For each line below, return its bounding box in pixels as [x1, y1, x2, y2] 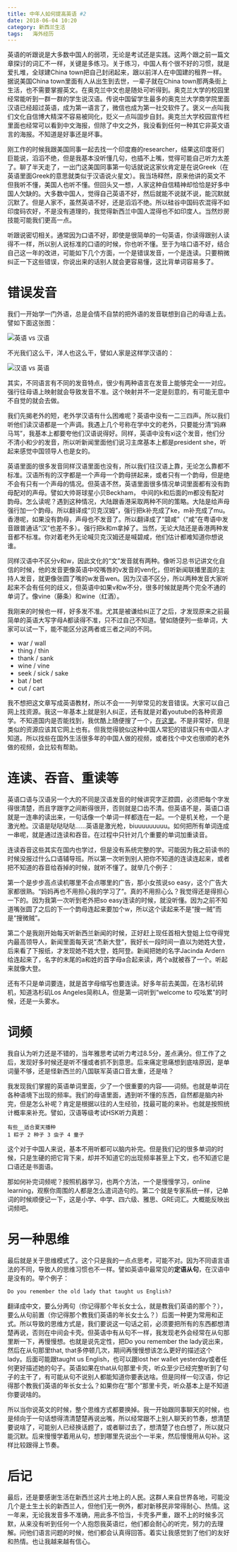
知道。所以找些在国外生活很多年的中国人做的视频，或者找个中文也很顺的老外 [7, 734, 230, 743]
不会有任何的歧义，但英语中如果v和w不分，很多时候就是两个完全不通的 [19, 583, 226, 592]
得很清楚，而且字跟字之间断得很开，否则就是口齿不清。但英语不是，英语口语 [7, 804, 230, 813]
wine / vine [17, 661, 50, 670]
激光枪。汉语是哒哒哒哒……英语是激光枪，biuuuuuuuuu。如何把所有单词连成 [7, 822, 229, 831]
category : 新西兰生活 [7, 23, 66, 30]
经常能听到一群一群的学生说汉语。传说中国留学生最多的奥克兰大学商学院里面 [7, 95, 230, 103]
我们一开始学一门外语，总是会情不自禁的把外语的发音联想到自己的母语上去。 [7, 309, 230, 319]
